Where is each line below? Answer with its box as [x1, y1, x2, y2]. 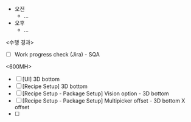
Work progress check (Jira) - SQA [14, 51, 100, 58]
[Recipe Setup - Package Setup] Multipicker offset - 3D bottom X [22, 97, 186, 104]
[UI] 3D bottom [22, 75, 60, 83]
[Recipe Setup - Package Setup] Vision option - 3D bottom [22, 90, 170, 97]
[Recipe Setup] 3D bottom [22, 83, 88, 90]
